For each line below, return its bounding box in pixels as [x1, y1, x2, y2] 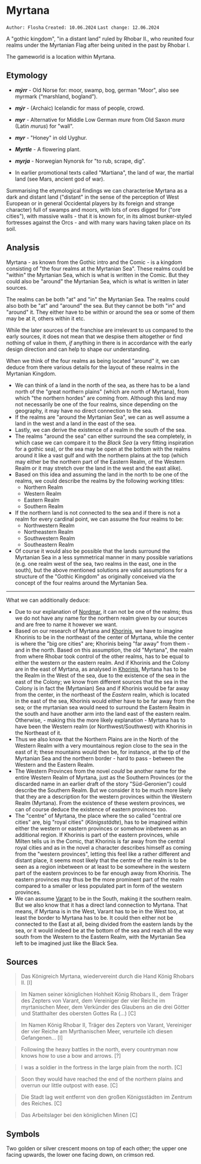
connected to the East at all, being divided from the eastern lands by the [14, 920, 193, 928]
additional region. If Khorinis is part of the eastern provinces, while [14, 831, 179, 838]
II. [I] [20, 979, 33, 986]
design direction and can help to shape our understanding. [6, 346, 151, 353]
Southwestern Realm [23, 535, 75, 542]
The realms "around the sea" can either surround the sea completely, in [14, 433, 192, 440]
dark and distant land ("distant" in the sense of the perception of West [6, 193, 179, 200]
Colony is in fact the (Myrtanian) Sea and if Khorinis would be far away [14, 685, 190, 692]
